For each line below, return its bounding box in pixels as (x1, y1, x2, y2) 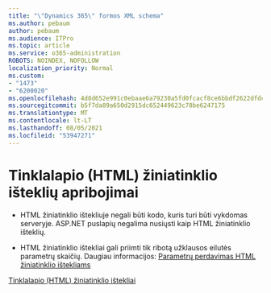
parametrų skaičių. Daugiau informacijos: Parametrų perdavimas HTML (19, 251, 256, 261)
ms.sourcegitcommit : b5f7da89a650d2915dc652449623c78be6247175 (8, 101, 226, 109)
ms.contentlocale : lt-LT (8, 117, 92, 125)
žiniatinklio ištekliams (19, 259, 91, 270)
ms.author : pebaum (8, 19, 70, 27)
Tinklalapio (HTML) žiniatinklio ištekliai (8, 275, 136, 285)
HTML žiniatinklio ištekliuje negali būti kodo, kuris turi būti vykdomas (19, 210, 248, 220)
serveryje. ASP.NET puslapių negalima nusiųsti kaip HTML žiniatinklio (19, 218, 251, 228)
